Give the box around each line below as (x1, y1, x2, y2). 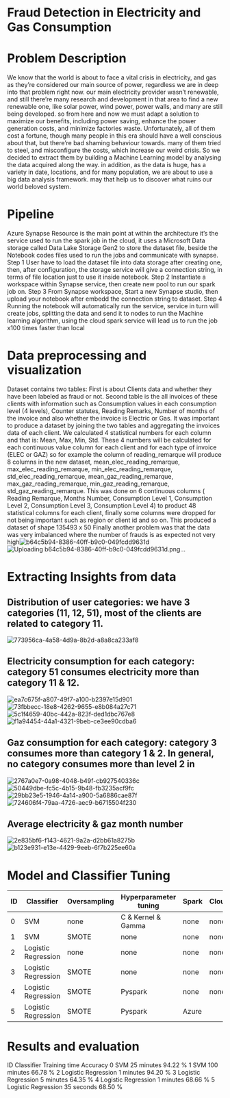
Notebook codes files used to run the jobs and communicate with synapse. (7, 251, 219, 260)
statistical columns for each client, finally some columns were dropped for (7, 509, 216, 516)
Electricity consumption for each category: (7, 656, 195, 667)
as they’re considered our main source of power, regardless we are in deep (7, 81, 219, 89)
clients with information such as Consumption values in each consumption (7, 399, 217, 408)
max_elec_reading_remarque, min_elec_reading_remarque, (7, 465, 173, 473)
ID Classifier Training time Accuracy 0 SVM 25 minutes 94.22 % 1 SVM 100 (7, 1061, 218, 1069)
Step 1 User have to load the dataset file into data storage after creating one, (7, 258, 222, 266)
